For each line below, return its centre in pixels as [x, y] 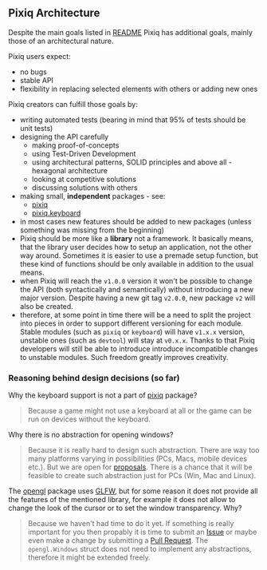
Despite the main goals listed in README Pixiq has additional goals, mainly [131, 32]
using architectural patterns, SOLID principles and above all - [132, 162]
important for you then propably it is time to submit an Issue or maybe [142, 532]
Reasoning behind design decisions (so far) [94, 378]
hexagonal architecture [69, 170]
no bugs [33, 72]
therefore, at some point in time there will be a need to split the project [135, 315]
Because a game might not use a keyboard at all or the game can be [140, 411]
